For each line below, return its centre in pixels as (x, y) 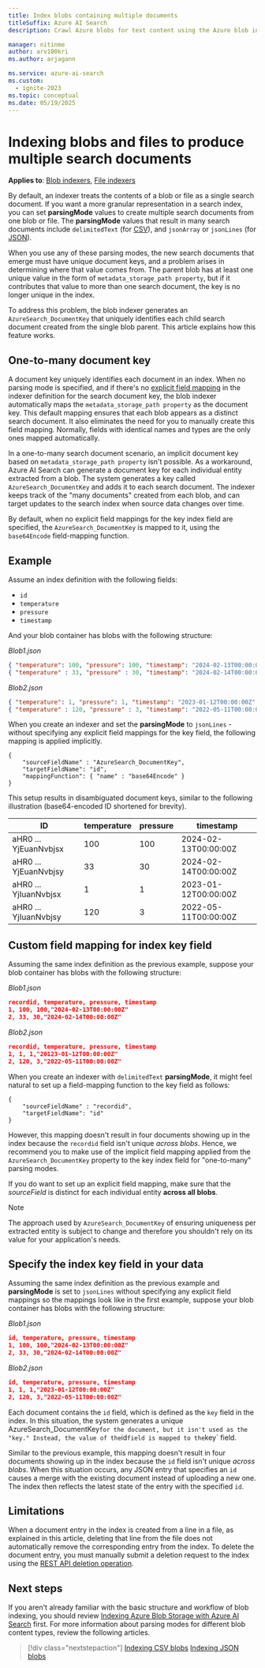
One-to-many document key (80, 360)
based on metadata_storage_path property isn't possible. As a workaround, (130, 462)
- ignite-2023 (38, 88)
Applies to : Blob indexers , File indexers (72, 180)
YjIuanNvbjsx (37, 895)
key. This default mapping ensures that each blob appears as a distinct (123, 413)
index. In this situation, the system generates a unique (96, 1420)
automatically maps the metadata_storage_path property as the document (128, 404)
